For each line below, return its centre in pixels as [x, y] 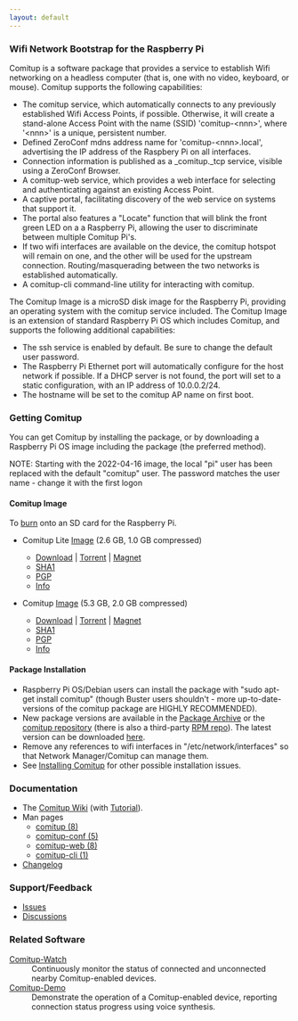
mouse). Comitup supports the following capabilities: [106, 86]
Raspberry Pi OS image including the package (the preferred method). [138, 447]
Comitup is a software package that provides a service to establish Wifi [140, 68]
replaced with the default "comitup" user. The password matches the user [145, 473]
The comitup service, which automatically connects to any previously [149, 104]
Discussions [44, 917]
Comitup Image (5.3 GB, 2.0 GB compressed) [105, 604]
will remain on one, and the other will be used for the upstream [137, 256]
